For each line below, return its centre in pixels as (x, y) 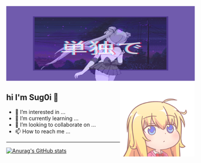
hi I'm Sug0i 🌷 (32, 98)
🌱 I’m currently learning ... (47, 118)
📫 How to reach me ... (42, 131)
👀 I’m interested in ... (40, 112)
